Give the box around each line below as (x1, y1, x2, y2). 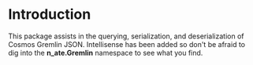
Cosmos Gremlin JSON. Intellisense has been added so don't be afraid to (8, 39, 246, 49)
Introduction (8, 5, 91, 23)
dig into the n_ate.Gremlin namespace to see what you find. (8, 48, 203, 57)
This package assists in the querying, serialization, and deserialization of (8, 31, 244, 41)
